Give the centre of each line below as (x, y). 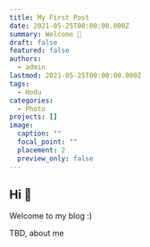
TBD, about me (37, 234)
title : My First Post (50, 17)
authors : (25, 59)
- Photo (32, 109)
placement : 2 (42, 150)
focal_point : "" (47, 142)
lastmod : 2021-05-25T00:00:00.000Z (75, 76)
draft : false (33, 42)
